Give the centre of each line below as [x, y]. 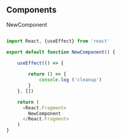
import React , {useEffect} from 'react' [58, 41]
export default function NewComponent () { [61, 52]
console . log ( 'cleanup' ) [70, 80]
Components [31, 10]
